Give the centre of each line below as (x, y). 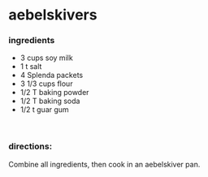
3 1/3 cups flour (46, 84)
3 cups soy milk (46, 58)
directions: (30, 146)
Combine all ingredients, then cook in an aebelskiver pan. (104, 164)
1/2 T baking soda (50, 101)
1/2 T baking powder (54, 93)
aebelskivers (53, 15)
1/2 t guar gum (44, 110)
